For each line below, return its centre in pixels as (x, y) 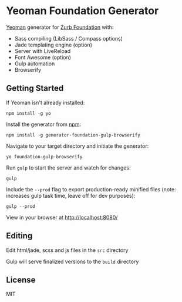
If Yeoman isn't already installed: (45, 102)
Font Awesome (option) (43, 57)
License (21, 280)
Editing (19, 236)
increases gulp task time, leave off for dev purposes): (71, 195)
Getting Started (35, 89)
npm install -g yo (28, 113)
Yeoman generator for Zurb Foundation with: (60, 27)
